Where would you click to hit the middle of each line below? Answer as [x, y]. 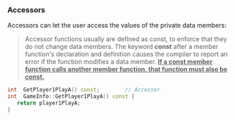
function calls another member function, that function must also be [126, 70]
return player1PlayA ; [49, 103]
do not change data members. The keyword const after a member [121, 47]
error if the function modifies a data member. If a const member [119, 62]
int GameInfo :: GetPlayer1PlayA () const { [71, 97]
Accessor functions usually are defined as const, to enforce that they [126, 39]
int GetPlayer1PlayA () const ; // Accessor [84, 90]
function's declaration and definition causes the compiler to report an [126, 54]
